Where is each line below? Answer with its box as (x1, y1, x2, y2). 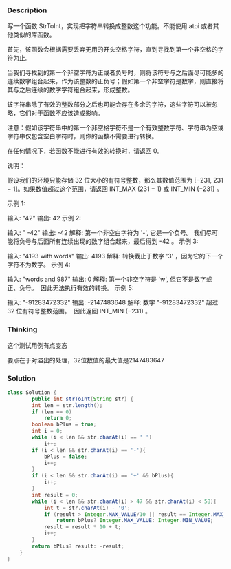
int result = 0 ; (32, 491, 78, 498)
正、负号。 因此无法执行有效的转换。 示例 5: (7, 284, 134, 292)
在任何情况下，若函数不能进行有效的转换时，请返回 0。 (7, 147, 164, 155)
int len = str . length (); (32, 402, 103, 408)
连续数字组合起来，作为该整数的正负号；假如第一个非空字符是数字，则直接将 (7, 77, 224, 85)
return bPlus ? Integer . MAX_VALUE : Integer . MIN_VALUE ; (56, 517, 214, 524)
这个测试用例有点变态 (7, 341, 67, 349)
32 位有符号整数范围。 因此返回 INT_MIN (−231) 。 (7, 307, 152, 315)
